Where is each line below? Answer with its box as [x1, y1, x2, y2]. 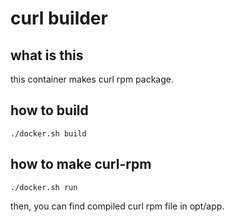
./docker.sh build [10, 128, 87, 139]
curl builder [10, 7, 108, 30]
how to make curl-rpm [10, 156, 152, 173]
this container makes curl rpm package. [10, 73, 175, 85]
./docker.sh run [10, 182, 78, 192]
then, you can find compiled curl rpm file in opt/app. [10, 200, 225, 212]
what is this [10, 47, 84, 64]
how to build [10, 102, 89, 119]
